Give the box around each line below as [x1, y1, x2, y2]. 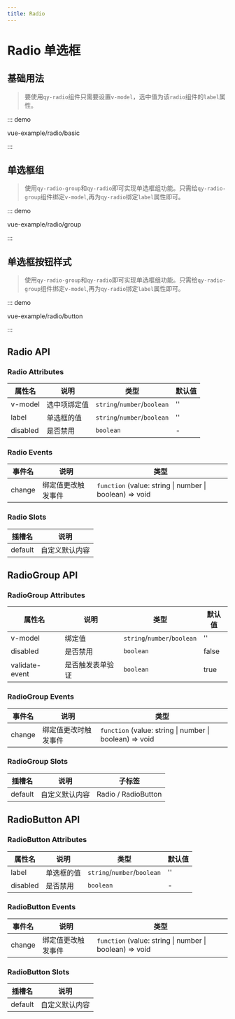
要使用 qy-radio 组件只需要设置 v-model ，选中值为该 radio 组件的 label [24, 92, 220, 101]
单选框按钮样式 [7, 256, 72, 268]
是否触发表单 [64, 660, 107, 670]
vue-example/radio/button [7, 312, 83, 320]
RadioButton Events [7, 902, 76, 912]
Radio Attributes [7, 366, 64, 376]
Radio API [7, 345, 50, 357]
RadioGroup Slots [7, 757, 69, 767]
